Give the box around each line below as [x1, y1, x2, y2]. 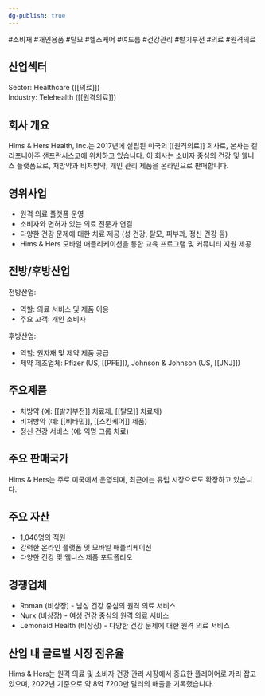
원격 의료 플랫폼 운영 [19, 209, 84, 219]
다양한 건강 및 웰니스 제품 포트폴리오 [19, 552, 133, 562]
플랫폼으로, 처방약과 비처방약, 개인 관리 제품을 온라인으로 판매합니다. [16, 161, 229, 171]
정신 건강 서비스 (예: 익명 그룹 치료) [19, 426, 129, 435]
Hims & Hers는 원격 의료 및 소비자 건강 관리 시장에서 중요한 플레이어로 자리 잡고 [8, 669, 257, 678]
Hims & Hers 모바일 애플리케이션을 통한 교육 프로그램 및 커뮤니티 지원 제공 [19, 239, 252, 249]
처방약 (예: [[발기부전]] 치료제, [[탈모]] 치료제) [19, 406, 162, 415]
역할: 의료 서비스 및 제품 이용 [19, 304, 110, 313]
